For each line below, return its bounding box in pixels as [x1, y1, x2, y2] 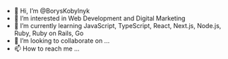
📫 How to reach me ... [13, 44, 80, 53]
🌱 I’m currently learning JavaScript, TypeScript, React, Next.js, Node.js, [13, 22, 222, 29]
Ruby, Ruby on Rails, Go [13, 29, 84, 37]
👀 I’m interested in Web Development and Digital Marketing [13, 14, 186, 22]
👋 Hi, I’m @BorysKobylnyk [13, 7, 90, 15]
